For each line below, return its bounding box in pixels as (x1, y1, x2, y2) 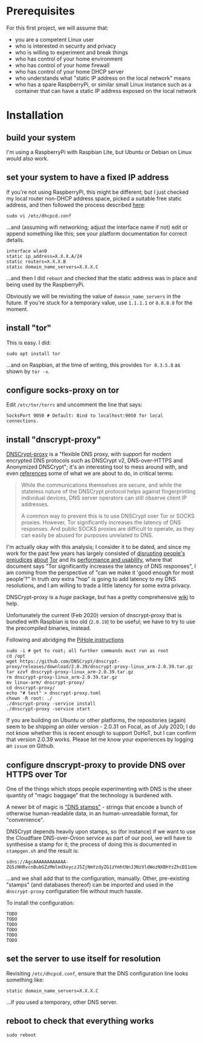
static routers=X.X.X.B (6, 258, 66, 265)
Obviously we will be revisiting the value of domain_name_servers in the (6, 292, 181, 300)
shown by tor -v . (6, 367, 50, 375)
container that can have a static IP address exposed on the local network (14, 87, 197, 94)
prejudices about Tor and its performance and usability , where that (6, 556, 172, 563)
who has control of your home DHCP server (14, 68, 124, 75)
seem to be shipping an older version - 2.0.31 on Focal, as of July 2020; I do (6, 723, 196, 730)
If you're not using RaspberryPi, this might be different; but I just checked (6, 188, 189, 196)
